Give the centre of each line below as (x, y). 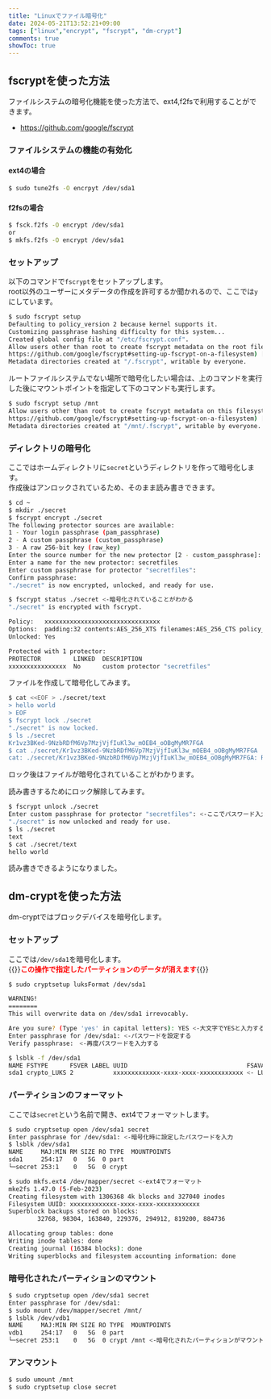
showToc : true (32, 46)
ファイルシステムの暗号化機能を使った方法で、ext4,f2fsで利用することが (129, 101)
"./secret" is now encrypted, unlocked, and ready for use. (112, 585)
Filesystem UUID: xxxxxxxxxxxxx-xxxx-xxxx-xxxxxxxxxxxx (104, 1204)
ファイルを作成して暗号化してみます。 (71, 683)
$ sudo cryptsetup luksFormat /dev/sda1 (77, 985)
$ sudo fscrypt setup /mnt (54, 404)
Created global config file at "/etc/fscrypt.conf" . (99, 339)
